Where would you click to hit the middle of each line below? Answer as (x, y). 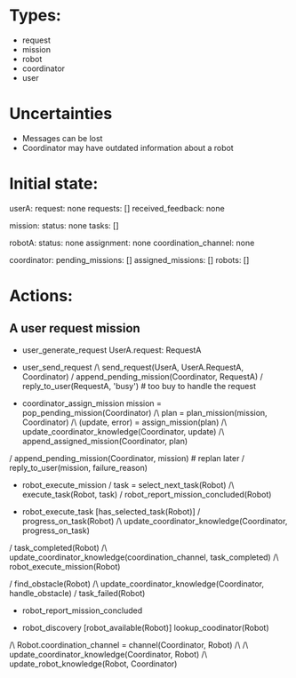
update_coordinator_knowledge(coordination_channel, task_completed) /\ (144, 557)
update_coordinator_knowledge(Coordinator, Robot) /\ (108, 654)
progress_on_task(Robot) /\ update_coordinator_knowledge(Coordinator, (155, 521)
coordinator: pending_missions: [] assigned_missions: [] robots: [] (129, 259)
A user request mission (75, 328)
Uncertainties (61, 114)
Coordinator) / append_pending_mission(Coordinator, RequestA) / (143, 376)
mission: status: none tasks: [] (64, 225)
